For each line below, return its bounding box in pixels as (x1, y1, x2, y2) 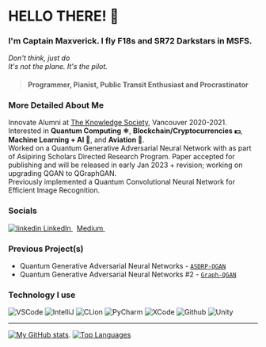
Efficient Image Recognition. (8, 185, 101, 195)
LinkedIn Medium (43, 223, 104, 233)
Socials (8, 205, 37, 216)
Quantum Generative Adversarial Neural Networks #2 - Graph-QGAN (19, 269, 237, 279)
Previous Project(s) (8, 243, 84, 254)
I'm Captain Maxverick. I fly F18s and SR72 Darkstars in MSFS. (8, 36, 253, 47)
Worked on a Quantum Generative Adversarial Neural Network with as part (8, 143, 252, 153)
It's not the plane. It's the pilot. (8, 62, 108, 71)
